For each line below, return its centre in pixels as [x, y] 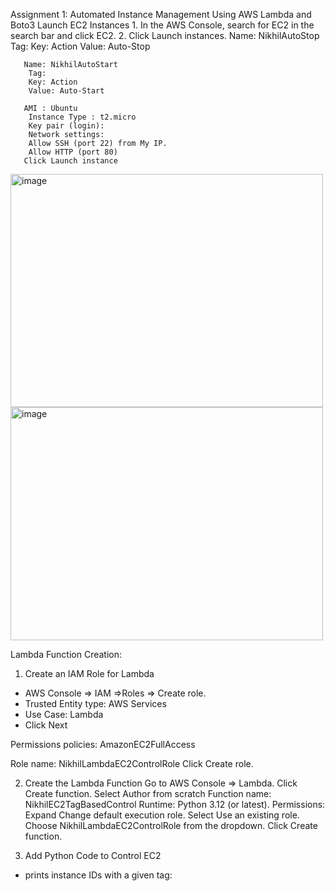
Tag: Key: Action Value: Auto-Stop [80, 46]
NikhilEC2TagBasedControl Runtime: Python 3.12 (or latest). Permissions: [175, 804]
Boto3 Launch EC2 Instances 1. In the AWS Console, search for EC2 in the [162, 25]
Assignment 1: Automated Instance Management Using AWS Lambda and [161, 14]
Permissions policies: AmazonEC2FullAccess [103, 744]
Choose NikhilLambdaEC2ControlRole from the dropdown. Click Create [171, 825]
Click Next [46, 725]
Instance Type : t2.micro [82, 117]
